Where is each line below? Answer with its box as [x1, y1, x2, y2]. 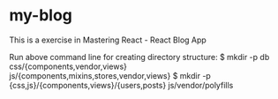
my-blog [9, 5, 73, 26]
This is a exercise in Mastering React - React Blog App [9, 34, 207, 45]
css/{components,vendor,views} [9, 61, 128, 72]
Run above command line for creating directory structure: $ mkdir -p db [9, 51, 270, 62]
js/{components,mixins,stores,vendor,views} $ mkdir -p [9, 70, 212, 80]
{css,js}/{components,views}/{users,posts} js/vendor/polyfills [9, 80, 234, 90]
